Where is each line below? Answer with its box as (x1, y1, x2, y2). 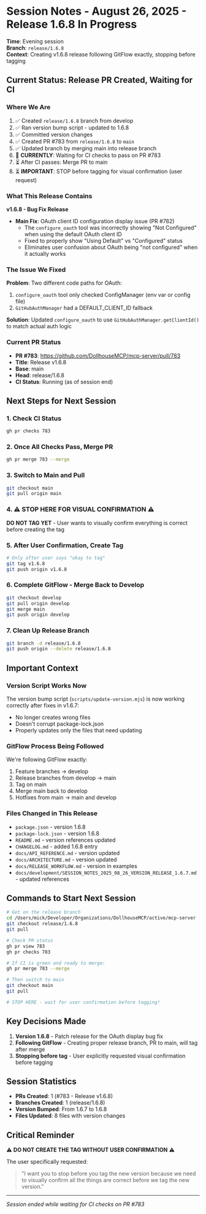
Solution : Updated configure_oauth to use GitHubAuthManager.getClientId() (6, 316, 199, 323)
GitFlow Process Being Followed (6, 742, 104, 750)
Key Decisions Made (6, 1016, 86, 1027)
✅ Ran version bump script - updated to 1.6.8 (15, 124, 129, 131)
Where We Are (6, 103, 51, 112)
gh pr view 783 (6, 943, 45, 949)
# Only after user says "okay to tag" (6, 555, 105, 561)
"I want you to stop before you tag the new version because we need (21, 1170, 196, 1177)
